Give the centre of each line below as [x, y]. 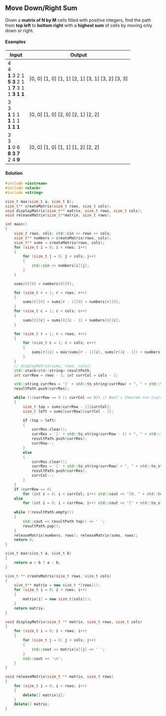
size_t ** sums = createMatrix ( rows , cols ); [60, 243]
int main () [16, 224]
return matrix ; [30, 608]
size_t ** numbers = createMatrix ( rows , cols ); [63, 238]
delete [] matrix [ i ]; [44, 695]
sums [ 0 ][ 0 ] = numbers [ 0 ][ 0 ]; [44, 284]
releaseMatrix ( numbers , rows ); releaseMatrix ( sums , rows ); [76, 535]
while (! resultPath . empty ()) [44, 512]
